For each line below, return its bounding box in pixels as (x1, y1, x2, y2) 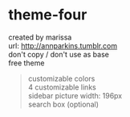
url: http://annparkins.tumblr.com (8, 40, 118, 50)
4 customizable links (27, 82, 96, 92)
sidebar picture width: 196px (27, 90, 123, 100)
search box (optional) (27, 99, 99, 109)
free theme (8, 58, 45, 68)
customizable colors (27, 73, 95, 83)
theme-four (8, 6, 87, 24)
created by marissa (8, 32, 72, 42)
